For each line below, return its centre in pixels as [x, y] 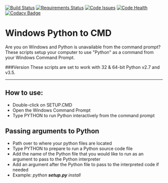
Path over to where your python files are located [62, 143]
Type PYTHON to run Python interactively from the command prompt [83, 115]
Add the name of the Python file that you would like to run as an [78, 154]
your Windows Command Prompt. [40, 57]
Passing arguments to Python [52, 131]
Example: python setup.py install [46, 175]
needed [20, 170]
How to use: [24, 93]
